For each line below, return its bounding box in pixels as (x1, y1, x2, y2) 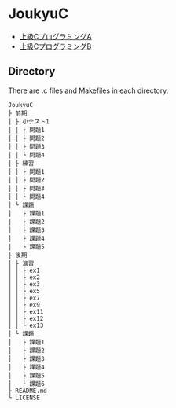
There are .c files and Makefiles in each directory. (8, 86, 169, 95)
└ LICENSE (8, 394, 41, 402)
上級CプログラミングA (19, 31, 92, 41)
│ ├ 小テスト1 (8, 117, 49, 126)
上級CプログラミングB (19, 41, 92, 51)
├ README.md (8, 387, 47, 395)
